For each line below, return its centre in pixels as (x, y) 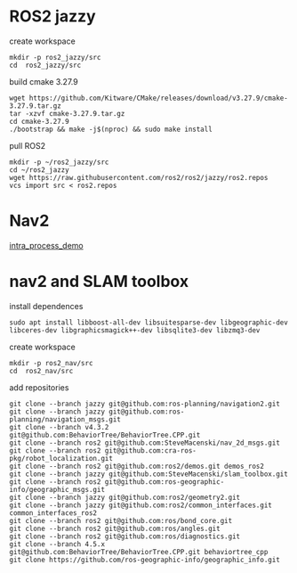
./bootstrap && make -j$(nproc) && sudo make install (111, 129)
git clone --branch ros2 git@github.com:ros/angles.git (115, 528)
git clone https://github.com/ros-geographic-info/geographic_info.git (144, 560)
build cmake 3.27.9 (44, 81)
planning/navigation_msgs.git (65, 419)
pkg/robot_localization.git (61, 458)
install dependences (46, 306)
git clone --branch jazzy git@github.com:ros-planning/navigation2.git (144, 404)
